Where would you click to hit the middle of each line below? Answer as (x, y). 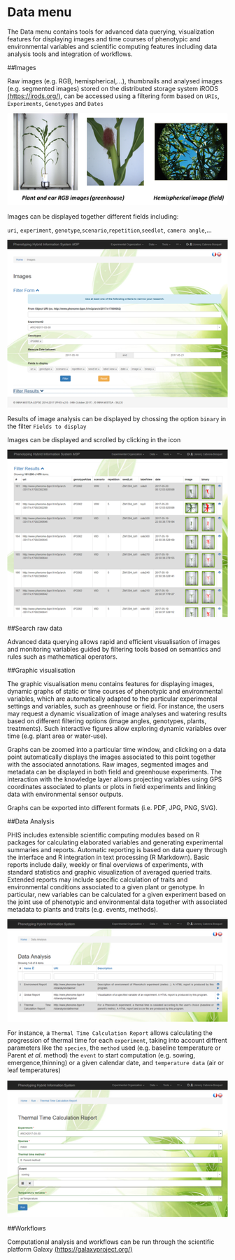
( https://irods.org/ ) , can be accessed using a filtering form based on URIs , (113, 96)
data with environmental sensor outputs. (65, 794)
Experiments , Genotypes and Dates (55, 103)
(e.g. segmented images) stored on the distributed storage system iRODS (113, 88)
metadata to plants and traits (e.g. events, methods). (83, 910)
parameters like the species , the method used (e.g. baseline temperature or (114, 1048)
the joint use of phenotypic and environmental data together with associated (117, 902)
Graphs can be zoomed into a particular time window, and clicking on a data (117, 750)
